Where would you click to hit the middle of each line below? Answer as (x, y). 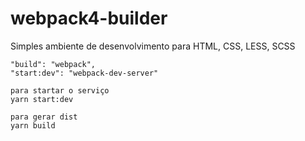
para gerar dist (44, 117)
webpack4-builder (89, 18)
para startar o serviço (60, 90)
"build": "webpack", (53, 64)
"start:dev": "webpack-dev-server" (84, 73)
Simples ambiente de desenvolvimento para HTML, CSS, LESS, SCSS (153, 46)
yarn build (33, 125)
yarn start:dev (42, 99)
